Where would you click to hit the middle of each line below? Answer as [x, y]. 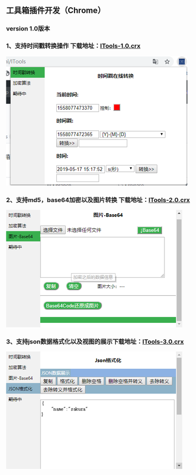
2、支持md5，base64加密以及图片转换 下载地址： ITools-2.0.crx [98, 200]
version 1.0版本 [28, 29]
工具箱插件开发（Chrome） [56, 11]
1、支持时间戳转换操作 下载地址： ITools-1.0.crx [73, 46]
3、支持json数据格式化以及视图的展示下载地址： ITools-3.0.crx [95, 341]
